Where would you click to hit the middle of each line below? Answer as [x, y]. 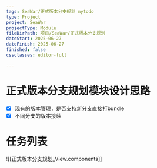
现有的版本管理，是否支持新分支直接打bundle [69, 108]
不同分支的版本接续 [38, 115]
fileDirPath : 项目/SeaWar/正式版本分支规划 [56, 33]
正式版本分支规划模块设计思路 [78, 91]
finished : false [26, 50]
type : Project [24, 17]
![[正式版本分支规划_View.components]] [54, 159]
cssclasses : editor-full [36, 55]
